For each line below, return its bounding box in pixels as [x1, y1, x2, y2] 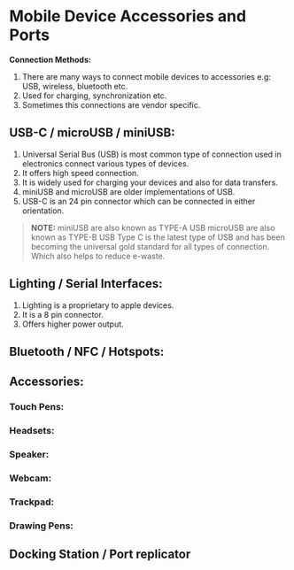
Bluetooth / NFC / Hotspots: [9, 343, 165, 359]
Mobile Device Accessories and [9, 6, 246, 27]
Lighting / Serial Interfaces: [9, 276, 163, 291]
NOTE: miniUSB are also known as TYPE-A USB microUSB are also [30, 222, 275, 233]
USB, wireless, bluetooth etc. [21, 81, 128, 91]
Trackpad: [9, 496, 55, 508]
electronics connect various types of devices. [21, 158, 190, 169]
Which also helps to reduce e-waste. [30, 250, 166, 261]
